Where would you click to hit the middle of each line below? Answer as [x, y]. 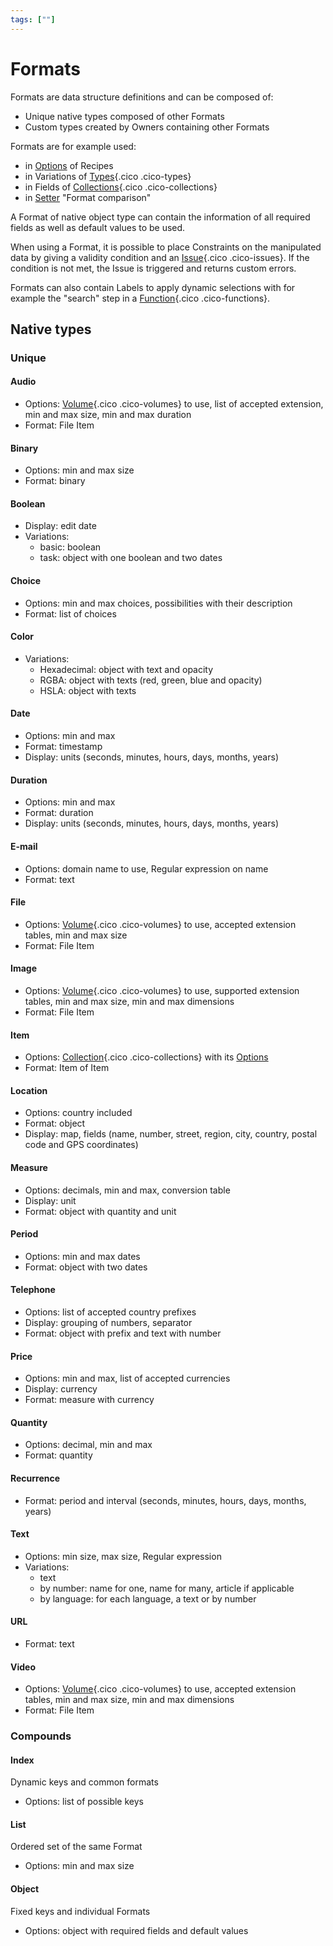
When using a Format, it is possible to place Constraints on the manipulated [166, 247]
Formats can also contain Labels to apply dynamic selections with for [153, 287]
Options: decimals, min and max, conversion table [127, 1190]
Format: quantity [58, 1455]
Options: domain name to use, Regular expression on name [146, 868]
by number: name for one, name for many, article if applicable [167, 1588]
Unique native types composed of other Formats [124, 116]
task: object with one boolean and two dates [131, 558]
